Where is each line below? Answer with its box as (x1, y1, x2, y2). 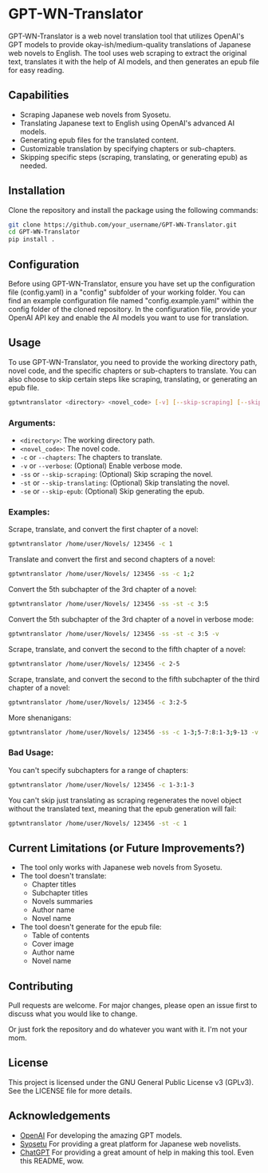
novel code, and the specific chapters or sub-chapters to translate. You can (8, 366, 257, 375)
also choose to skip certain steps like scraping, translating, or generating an (8, 374, 258, 384)
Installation (8, 184, 65, 198)
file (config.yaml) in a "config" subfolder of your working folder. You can (8, 287, 246, 297)
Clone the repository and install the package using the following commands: (8, 205, 258, 214)
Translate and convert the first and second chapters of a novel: (8, 554, 215, 564)
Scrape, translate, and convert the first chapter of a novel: (8, 525, 199, 534)
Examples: (8, 506, 50, 517)
